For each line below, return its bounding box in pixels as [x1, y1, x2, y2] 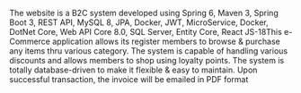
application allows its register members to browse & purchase [52, 36, 280, 46]
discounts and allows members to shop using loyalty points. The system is [9, 55, 285, 65]
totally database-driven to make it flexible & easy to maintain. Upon [9, 64, 258, 75]
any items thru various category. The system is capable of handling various [9, 46, 288, 56]
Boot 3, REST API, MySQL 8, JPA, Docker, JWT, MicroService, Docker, [9, 17, 270, 28]
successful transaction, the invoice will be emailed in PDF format [9, 74, 249, 84]
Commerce [9, 36, 51, 46]
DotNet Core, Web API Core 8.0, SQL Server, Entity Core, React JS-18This [9, 27, 283, 37]
